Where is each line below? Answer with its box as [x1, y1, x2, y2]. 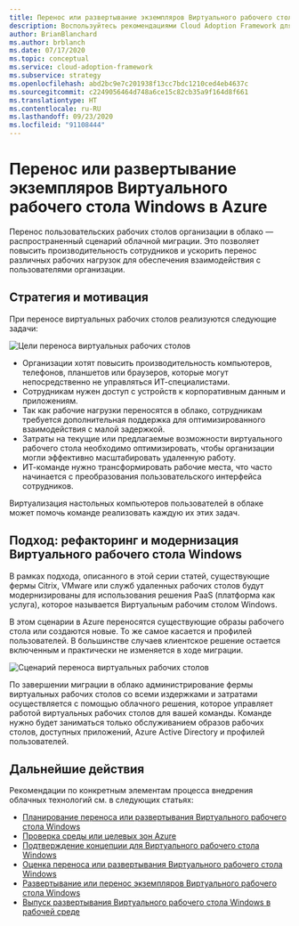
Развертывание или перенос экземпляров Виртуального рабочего [21, 878, 278, 889]
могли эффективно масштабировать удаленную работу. [21, 451, 237, 463]
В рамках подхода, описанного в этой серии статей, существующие [9, 571, 270, 581]
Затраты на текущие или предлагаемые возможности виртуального [21, 433, 283, 443]
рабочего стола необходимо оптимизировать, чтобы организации [21, 443, 275, 453]
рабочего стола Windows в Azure [9, 197, 268, 217]
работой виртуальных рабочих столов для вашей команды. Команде [9, 707, 272, 718]
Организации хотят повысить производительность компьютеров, [21, 357, 272, 368]
